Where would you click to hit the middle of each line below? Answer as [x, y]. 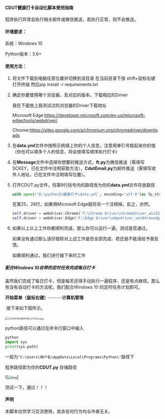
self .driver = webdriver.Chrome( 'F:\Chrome [57, 214]
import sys [16, 342]
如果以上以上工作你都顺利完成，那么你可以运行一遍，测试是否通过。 [81, 228]
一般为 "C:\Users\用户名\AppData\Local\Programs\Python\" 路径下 [70, 357]
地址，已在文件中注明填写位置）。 [54, 174]
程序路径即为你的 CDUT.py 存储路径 [41, 367]
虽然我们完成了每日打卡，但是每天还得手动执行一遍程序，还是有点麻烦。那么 [82, 281]
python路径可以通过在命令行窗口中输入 [44, 328]
